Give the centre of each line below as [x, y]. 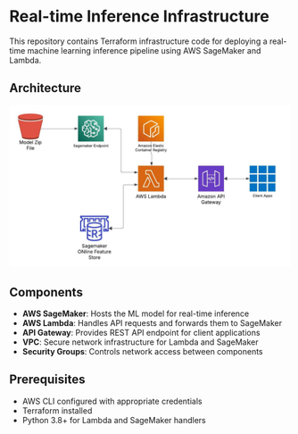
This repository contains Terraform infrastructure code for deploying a [138, 41]
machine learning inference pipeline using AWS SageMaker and [144, 50]
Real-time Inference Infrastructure [139, 17]
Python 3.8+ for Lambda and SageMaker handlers [114, 420]
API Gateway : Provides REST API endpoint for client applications [141, 332]
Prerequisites [47, 380]
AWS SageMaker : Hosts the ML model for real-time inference [136, 313]
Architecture [46, 88]
